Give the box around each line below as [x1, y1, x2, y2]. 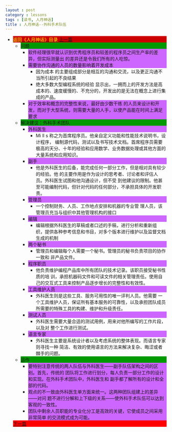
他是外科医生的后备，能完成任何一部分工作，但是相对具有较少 [35, 164, 166, 171]
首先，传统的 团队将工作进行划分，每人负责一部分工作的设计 [37, 369, 164, 376]
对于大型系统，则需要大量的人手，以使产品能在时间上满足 [41, 107, 163, 113]
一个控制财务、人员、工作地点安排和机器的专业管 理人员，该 [35, 203, 163, 209]
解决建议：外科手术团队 [20, 120, 70, 126]
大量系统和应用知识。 [35, 152, 81, 158]
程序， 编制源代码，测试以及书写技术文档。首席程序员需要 [40, 139, 163, 145]
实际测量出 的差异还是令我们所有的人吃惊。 [41, 56, 133, 62]
